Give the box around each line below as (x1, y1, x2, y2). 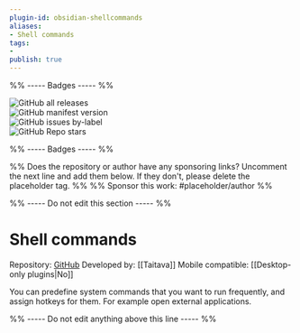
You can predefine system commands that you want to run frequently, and (9, 286, 286, 297)
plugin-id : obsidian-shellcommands (9, 13, 143, 23)
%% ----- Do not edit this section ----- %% (9, 198, 172, 208)
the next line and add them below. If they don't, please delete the (9, 171, 250, 181)
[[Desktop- (250, 259, 292, 270)
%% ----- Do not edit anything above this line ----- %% (9, 313, 217, 324)
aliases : (9, 22, 42, 31)
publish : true (9, 55, 63, 64)
